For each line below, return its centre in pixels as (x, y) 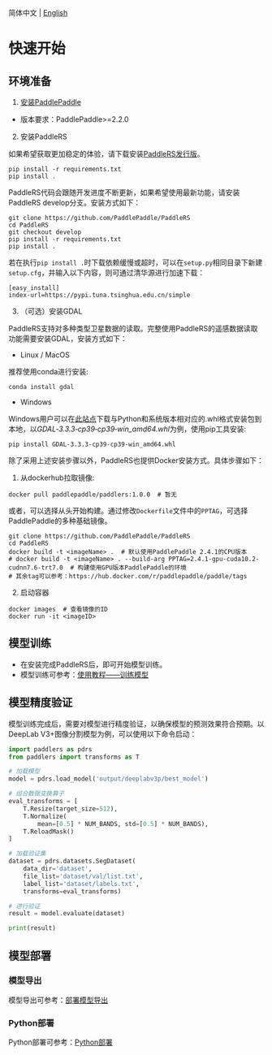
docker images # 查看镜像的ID (58, 609)
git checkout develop (45, 232)
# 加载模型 (24, 772)
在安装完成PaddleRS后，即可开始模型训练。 (93, 664)
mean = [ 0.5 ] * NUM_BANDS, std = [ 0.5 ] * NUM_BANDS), (123, 824)
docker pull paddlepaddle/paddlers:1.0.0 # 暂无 (93, 495)
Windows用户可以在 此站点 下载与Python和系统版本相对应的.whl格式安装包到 (135, 419)
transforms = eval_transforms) (72, 891)
